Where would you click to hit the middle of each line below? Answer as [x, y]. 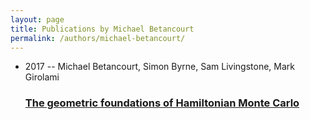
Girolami [42, 77]
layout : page [37, 19]
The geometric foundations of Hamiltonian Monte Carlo [162, 103]
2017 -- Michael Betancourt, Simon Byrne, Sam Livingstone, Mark [159, 67]
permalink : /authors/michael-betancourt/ [98, 38]
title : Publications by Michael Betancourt [102, 29]
